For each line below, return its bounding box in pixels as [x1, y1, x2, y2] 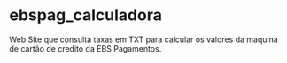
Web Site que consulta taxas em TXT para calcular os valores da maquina [9, 34, 279, 45]
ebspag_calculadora [9, 5, 162, 25]
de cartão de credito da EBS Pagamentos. [9, 43, 162, 53]
